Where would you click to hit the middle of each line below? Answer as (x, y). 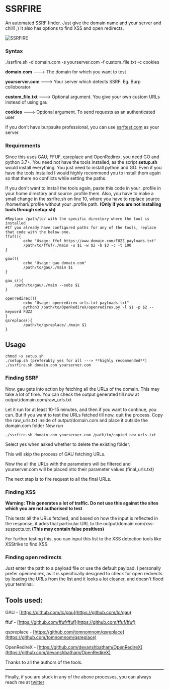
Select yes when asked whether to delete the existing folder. (68, 444)
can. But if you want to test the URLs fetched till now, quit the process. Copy (84, 415)
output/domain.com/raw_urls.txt (38, 399)
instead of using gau (26, 102)
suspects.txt (18, 529)
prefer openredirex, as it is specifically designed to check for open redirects (84, 574)
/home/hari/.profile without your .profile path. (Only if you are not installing (83, 204)
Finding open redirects (33, 557)
